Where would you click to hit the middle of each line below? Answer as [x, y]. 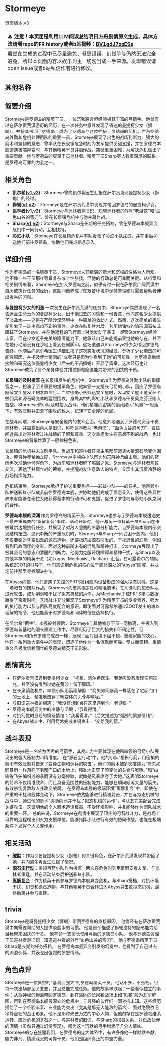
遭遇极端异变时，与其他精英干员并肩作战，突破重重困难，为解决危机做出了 [85, 150]
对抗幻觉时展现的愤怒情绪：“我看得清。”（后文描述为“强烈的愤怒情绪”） [84, 715]
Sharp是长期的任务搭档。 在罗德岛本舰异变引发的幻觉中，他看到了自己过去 [81, 946]
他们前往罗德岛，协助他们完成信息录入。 [58, 242]
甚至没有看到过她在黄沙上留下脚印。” [58, 684]
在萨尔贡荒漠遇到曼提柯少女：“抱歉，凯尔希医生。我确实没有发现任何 [83, 678]
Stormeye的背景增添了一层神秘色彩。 [43, 440]
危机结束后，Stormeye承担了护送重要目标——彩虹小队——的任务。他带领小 [82, 486]
